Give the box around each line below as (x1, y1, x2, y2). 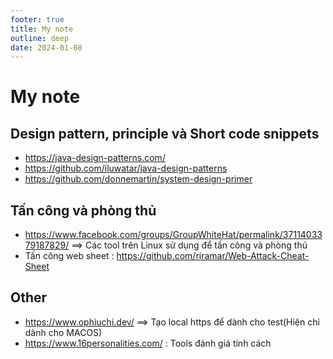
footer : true (10, 14, 65, 25)
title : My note (10, 24, 74, 34)
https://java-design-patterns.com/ (24, 152, 166, 164)
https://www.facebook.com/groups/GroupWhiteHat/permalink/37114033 (24, 229, 323, 241)
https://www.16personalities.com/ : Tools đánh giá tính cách (24, 337, 272, 349)
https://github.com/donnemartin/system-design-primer (24, 173, 253, 185)
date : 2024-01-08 (10, 42, 83, 53)
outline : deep (10, 33, 70, 43)
